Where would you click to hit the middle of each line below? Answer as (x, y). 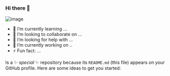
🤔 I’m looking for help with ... (43, 40)
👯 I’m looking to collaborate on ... (47, 34)
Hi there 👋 (18, 8)
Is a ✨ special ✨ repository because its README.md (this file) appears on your (85, 62)
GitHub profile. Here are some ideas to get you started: (63, 68)
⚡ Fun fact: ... (27, 51)
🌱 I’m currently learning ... (40, 29)
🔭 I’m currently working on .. (42, 45)
